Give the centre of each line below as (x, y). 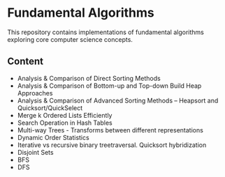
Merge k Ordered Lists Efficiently (65, 115)
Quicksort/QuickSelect (50, 108)
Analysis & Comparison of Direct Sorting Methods (89, 78)
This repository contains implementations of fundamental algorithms (106, 32)
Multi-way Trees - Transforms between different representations (110, 130)
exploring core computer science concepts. (70, 39)
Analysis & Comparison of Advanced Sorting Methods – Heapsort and (118, 100)
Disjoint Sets (35, 152)
